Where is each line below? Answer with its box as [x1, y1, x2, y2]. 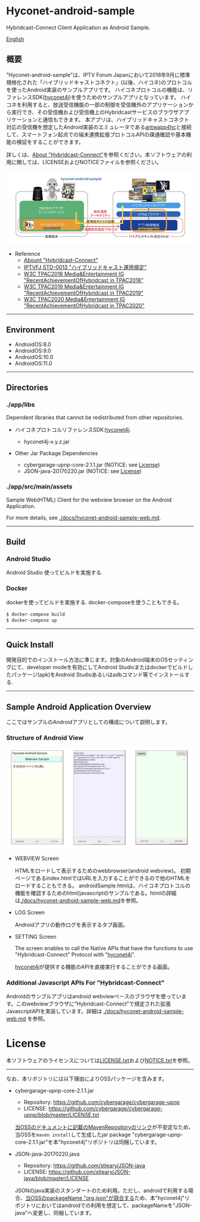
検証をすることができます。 [16, 138, 85, 146]
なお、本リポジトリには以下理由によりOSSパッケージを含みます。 [6, 1075, 168, 1082]
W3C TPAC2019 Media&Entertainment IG [23, 283, 124, 290]
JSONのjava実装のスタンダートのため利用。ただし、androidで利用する [14, 1187, 189, 1194]
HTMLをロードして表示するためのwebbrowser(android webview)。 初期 [14, 867, 191, 874]
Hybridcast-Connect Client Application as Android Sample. [6, 24, 151, 31]
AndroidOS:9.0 [14, 347, 52, 354]
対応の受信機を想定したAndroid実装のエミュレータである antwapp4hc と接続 [6, 123, 192, 131]
